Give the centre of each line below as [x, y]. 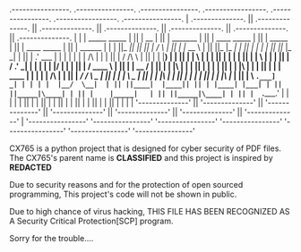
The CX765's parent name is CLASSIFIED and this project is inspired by [141, 158]
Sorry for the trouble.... [52, 238]
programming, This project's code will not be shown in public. [123, 194]
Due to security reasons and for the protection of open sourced [126, 185]
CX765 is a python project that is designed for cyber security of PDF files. [146, 148]
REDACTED [30, 167]
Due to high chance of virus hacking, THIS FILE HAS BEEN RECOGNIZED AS [150, 211]
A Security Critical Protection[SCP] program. [91, 221]
